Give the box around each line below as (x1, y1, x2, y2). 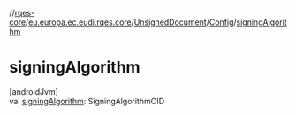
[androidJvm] (9, 86, 59, 96)
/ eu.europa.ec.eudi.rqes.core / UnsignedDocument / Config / (25, 17, 237, 27)
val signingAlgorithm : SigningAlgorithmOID (9, 96, 165, 106)
